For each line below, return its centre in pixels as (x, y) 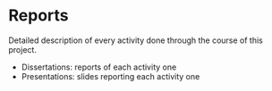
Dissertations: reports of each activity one (99, 67)
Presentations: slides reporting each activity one (110, 76)
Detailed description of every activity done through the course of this (136, 40)
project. (23, 49)
